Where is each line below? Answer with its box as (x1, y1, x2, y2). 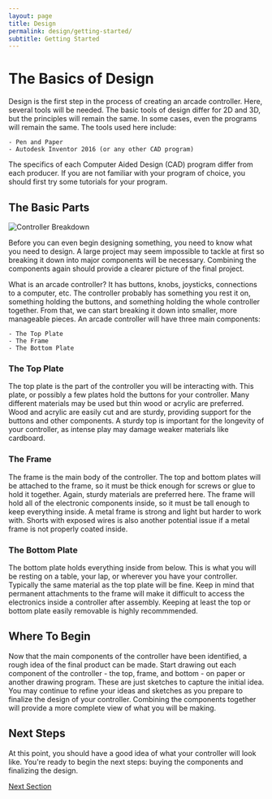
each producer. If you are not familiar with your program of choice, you (8, 168, 246, 178)
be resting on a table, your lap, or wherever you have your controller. (8, 571, 238, 581)
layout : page (8, 11, 53, 20)
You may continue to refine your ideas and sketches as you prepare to (8, 685, 244, 696)
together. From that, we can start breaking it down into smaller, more (8, 306, 238, 315)
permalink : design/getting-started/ (8, 27, 132, 35)
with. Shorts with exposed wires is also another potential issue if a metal (8, 515, 250, 525)
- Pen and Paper (8, 138, 63, 146)
